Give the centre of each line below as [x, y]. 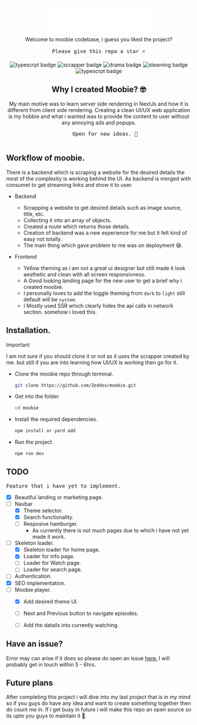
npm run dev [29, 454]
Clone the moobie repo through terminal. [64, 374]
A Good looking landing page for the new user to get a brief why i [103, 281]
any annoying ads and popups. [99, 123]
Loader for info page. [49, 556]
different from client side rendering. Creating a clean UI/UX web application [99, 110]
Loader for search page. [53, 569]
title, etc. [34, 214]
